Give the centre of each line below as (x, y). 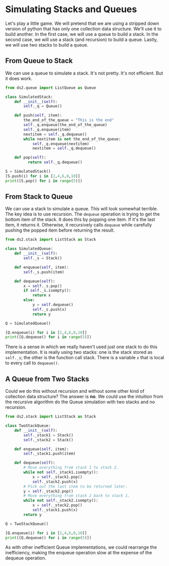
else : (29, 300)
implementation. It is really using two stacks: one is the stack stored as (79, 352)
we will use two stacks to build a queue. (47, 45)
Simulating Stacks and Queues (71, 9)
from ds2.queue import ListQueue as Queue (51, 88)
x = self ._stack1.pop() (57, 477)
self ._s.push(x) (49, 309)
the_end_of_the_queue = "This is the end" (69, 120)
